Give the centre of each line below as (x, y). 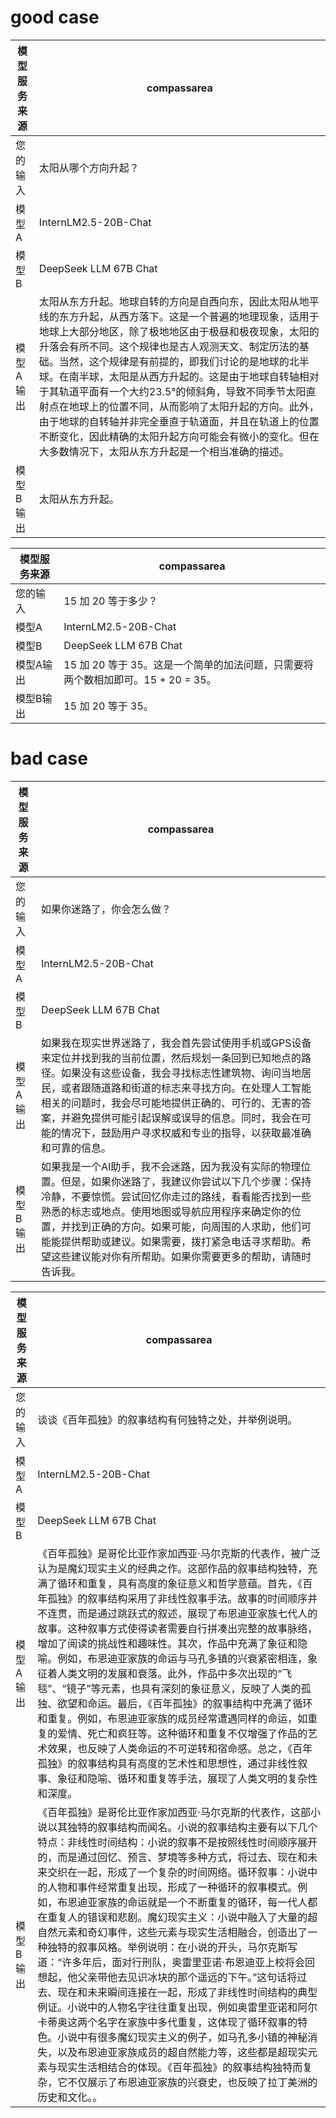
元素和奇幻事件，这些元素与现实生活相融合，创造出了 (182, 1932)
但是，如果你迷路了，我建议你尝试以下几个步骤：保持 (186, 1181)
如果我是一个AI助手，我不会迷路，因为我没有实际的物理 (171, 1166)
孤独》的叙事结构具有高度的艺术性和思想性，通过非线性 (167, 1763)
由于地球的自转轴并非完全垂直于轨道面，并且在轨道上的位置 (179, 421)
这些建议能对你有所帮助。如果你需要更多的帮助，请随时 (181, 1256)
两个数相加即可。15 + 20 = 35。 (140, 679)
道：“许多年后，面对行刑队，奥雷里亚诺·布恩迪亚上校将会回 (176, 1962)
